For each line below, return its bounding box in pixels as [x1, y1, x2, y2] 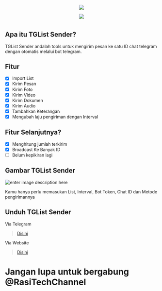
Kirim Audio [12, 103, 36, 109]
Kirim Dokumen [12, 97, 43, 103]
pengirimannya [5, 194, 35, 200]
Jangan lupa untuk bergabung [5, 266, 130, 277]
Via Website [5, 240, 29, 245]
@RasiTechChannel [5, 276, 86, 288]
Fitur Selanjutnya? [5, 128, 62, 137]
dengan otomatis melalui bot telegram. [5, 49, 82, 54]
